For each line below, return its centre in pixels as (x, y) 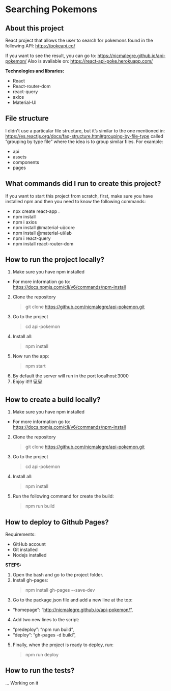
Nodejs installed (30, 555)
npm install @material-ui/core (44, 227)
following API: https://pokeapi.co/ (40, 46)
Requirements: (20, 534)
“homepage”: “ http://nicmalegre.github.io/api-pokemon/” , (73, 610)
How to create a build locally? (53, 399)
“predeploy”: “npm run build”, (43, 629)
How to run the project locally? (55, 260)
